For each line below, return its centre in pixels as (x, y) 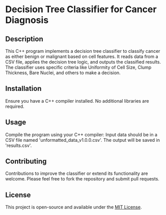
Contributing (26, 161)
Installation (23, 89)
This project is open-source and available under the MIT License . (74, 207)
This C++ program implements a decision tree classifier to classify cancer (83, 51)
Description (24, 39)
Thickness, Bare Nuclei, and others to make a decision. (63, 73)
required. (15, 106)
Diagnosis (27, 20)
